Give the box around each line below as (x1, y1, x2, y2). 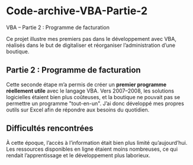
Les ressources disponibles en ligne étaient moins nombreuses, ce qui (6, 145, 178, 153)
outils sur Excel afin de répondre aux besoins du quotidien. (6, 106, 150, 113)
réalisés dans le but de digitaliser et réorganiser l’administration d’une (6, 42, 176, 49)
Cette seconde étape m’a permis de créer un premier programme (6, 81, 167, 88)
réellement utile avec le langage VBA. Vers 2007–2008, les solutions (6, 87, 175, 94)
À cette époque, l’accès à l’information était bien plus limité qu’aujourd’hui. (6, 139, 188, 146)
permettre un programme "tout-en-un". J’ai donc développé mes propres (6, 100, 185, 107)
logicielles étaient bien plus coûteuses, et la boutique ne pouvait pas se (6, 93, 181, 100)
